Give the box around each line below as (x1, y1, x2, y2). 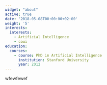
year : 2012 (18, 62, 41, 67)
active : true (5, 12, 32, 17)
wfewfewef (5, 76, 28, 82)
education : (5, 44, 27, 49)
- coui (14, 39, 27, 44)
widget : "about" (5, 7, 38, 12)
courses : (9, 48, 27, 53)
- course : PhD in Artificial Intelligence (14, 53, 102, 58)
